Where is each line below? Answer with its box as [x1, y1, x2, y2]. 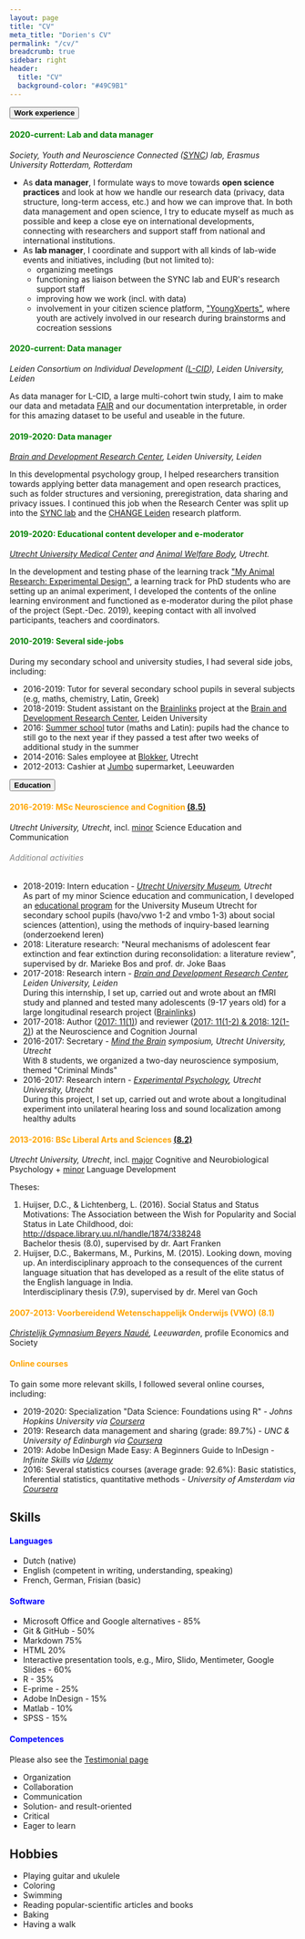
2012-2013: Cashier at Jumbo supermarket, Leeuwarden [22, 760, 235, 771]
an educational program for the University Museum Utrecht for [22, 900, 258, 912]
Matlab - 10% [22, 1703, 74, 1714]
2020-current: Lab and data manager [9, 129, 154, 140]
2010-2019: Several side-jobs [9, 635, 125, 647]
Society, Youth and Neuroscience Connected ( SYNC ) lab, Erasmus [9, 150, 260, 160]
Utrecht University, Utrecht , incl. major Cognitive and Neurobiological [9, 1154, 269, 1165]
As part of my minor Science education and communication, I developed [22, 891, 294, 902]
